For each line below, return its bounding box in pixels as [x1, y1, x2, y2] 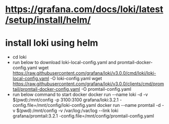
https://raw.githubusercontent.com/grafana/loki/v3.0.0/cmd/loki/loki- [12, 70, 156, 76]
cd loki [12, 54, 27, 60]
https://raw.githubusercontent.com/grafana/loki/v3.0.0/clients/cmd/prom [12, 81, 164, 87]
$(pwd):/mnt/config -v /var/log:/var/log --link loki [16, 107, 119, 114]
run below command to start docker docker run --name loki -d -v [12, 92, 148, 98]
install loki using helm [5, 37, 98, 49]
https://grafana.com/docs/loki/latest [5, 4, 163, 15]
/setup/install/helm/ [5, 14, 91, 26]
